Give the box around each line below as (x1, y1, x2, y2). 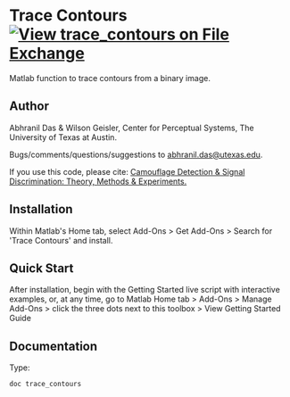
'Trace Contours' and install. (9, 235, 113, 245)
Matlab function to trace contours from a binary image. (9, 72, 211, 83)
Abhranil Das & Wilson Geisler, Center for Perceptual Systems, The (9, 122, 254, 133)
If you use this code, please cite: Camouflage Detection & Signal (9, 166, 245, 177)
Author (9, 99, 49, 114)
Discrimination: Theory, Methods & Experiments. (9, 176, 187, 186)
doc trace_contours (9, 380, 82, 389)
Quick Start (9, 261, 74, 276)
